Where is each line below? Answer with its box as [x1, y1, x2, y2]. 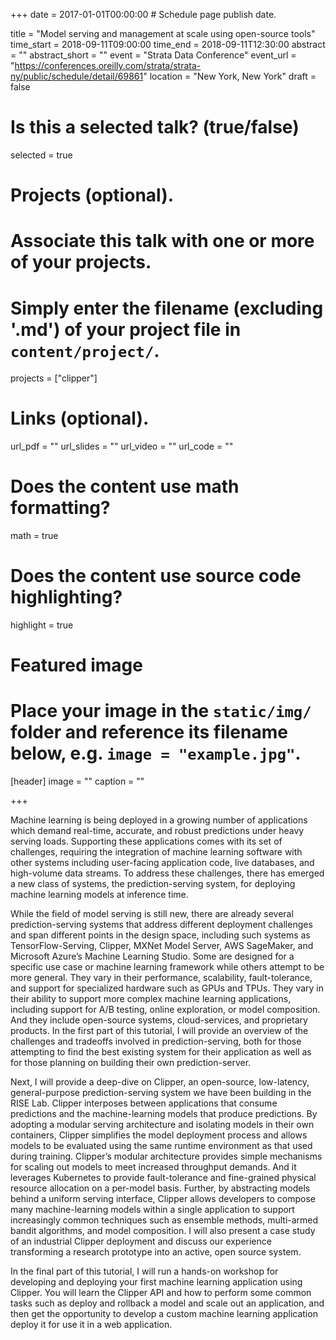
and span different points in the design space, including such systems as [10, 929, 311, 941]
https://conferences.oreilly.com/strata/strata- [14, 60, 202, 71]
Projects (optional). [10, 184, 175, 207]
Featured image [10, 654, 143, 677]
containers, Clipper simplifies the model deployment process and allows [10, 1129, 308, 1141]
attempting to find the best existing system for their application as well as [10, 1046, 312, 1058]
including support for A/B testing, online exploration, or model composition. [10, 1004, 321, 1016]
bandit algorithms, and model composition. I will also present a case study [10, 1225, 316, 1237]
